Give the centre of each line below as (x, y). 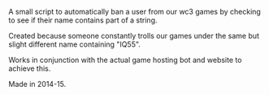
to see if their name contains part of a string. (83, 20)
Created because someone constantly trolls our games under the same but (134, 36)
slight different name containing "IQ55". (74, 44)
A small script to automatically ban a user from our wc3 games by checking (135, 12)
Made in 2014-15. (37, 84)
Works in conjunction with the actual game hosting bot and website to (125, 60)
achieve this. (30, 68)
